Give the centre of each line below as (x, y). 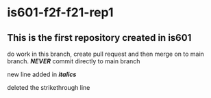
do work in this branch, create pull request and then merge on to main (105, 54)
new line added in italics (42, 74)
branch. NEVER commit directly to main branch (74, 61)
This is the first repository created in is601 (99, 38)
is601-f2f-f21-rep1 (61, 13)
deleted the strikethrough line (49, 87)
